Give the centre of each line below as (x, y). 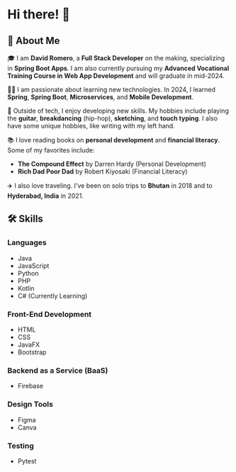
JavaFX (29, 344)
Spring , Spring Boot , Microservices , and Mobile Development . (101, 97)
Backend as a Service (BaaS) (58, 370)
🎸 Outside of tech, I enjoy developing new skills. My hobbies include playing (118, 111)
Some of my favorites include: (51, 150)
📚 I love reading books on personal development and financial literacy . (114, 140)
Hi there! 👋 (39, 15)
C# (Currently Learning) (52, 296)
